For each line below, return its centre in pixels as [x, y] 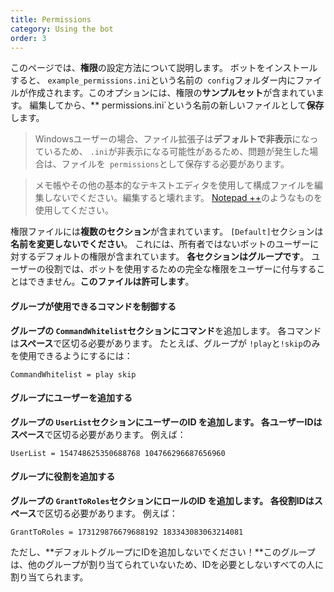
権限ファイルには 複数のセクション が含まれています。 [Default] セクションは [167, 232]
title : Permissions [51, 19]
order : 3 [28, 38]
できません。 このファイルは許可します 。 [111, 282]
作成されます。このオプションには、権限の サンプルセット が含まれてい [171, 93]
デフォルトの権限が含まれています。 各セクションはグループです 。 [173, 257]
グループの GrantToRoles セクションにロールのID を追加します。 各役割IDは [162, 500]
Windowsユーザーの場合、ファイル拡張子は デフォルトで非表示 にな [172, 139]
